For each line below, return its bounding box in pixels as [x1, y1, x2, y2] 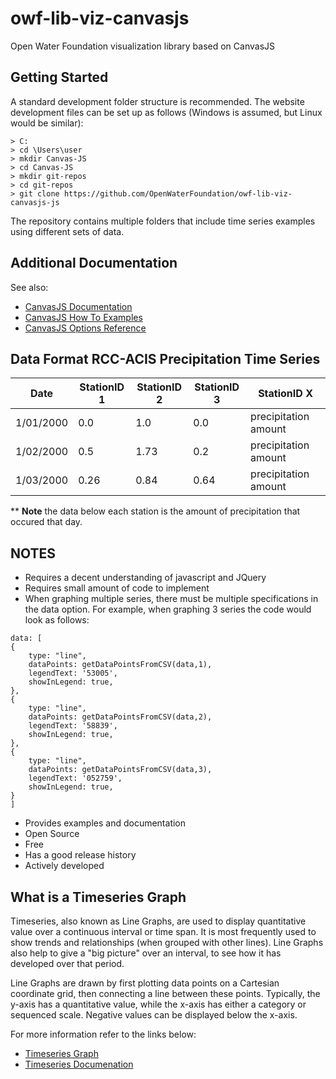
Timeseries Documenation [24, 1058, 134, 1070]
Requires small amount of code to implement [24, 582, 210, 594]
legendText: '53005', [28, 668, 118, 679]
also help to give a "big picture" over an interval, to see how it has [10, 947, 282, 959]
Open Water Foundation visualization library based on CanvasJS [10, 40, 276, 52]
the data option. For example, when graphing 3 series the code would [24, 603, 312, 616]
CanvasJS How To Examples [24, 311, 143, 323]
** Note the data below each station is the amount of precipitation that [10, 505, 301, 517]
